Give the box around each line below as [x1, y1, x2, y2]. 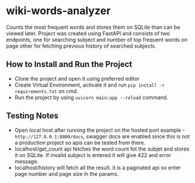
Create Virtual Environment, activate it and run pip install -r [14, 81, 165, 88]
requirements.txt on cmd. [14, 87, 78, 95]
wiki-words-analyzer [6, 4, 111, 18]
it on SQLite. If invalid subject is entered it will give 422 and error [14, 151, 172, 158]
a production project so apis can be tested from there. [14, 139, 146, 146]
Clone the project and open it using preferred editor [14, 75, 140, 82]
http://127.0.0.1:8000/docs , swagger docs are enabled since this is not [14, 132, 190, 139]
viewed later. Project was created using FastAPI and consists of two [6, 29, 170, 36]
